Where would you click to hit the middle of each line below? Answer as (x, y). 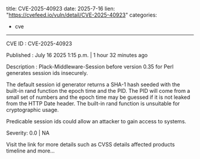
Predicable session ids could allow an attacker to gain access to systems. (96, 121)
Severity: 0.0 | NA (28, 133)
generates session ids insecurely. (47, 73)
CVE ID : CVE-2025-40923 (39, 43)
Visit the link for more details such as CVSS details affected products (90, 144)
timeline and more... (31, 151)
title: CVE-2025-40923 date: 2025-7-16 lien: (60, 9)
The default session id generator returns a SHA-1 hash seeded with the (93, 85)
